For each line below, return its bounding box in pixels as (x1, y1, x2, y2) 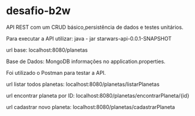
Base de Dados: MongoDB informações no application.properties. (6, 58, 166, 65)
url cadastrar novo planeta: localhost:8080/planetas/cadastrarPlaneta (6, 103, 176, 110)
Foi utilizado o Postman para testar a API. (6, 69, 106, 76)
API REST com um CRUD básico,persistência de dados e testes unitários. (6, 24, 184, 31)
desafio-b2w (6, 4, 71, 18)
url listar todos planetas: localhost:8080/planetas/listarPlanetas (6, 81, 160, 88)
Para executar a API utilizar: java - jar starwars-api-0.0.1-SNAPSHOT (6, 35, 172, 42)
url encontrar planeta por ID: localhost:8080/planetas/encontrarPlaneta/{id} (6, 92, 190, 99)
